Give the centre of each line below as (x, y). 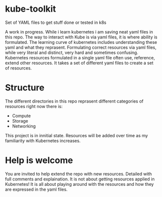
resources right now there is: (34, 106)
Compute (21, 116)
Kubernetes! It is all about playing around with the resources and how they (80, 184)
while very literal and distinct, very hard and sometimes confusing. (72, 53)
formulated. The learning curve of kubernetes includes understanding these (81, 42)
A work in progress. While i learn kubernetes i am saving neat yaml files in (79, 32)
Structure (25, 88)
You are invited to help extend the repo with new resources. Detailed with (79, 174)
